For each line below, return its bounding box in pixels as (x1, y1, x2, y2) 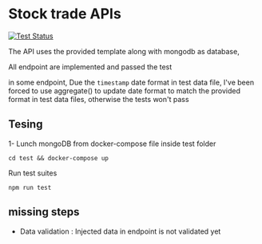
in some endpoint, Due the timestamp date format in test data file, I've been (8, 77, 254, 87)
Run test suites (8, 168, 58, 178)
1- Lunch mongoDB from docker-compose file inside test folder (8, 139, 216, 148)
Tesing (8, 117, 43, 132)
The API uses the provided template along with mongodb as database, (8, 46, 240, 56)
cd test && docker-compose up (8, 154, 109, 162)
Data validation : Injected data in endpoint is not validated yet (19, 226, 221, 236)
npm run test (8, 183, 52, 191)
